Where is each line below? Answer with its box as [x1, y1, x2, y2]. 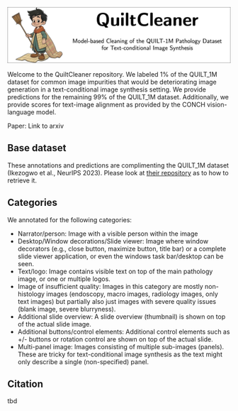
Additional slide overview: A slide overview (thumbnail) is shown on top [17, 312, 226, 321]
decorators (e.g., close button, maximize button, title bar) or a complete [17, 244, 227, 253]
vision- [206, 100, 227, 109]
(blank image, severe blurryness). [17, 305, 116, 313]
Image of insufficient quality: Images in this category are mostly [17, 282, 203, 290]
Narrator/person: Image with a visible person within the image [17, 229, 198, 238]
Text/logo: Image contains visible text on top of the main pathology [17, 267, 213, 275]
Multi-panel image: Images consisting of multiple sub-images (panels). [17, 342, 225, 351]
